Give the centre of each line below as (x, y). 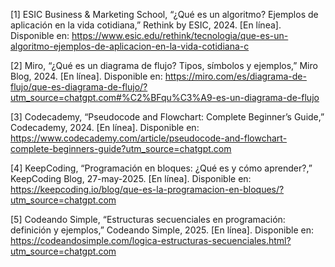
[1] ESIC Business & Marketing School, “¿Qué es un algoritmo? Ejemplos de (164, 14)
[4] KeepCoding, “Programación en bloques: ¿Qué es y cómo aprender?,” (161, 168)
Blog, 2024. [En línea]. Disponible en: (86, 76)
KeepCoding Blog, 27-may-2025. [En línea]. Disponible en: (131, 178)
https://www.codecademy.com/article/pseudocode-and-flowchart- (149, 138)
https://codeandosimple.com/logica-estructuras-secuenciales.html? (151, 240)
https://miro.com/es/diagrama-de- (235, 76)
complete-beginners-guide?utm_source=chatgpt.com (121, 148)
